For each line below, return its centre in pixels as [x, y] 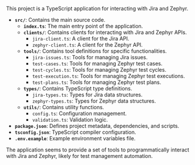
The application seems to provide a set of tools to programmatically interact [98, 150]
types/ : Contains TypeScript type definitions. [78, 88]
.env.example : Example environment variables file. [75, 138]
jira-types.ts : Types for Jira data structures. [87, 95]
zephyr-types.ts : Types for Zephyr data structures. [94, 101]
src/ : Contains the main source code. [60, 20]
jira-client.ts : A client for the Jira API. [81, 38]
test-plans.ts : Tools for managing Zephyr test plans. [97, 82]
